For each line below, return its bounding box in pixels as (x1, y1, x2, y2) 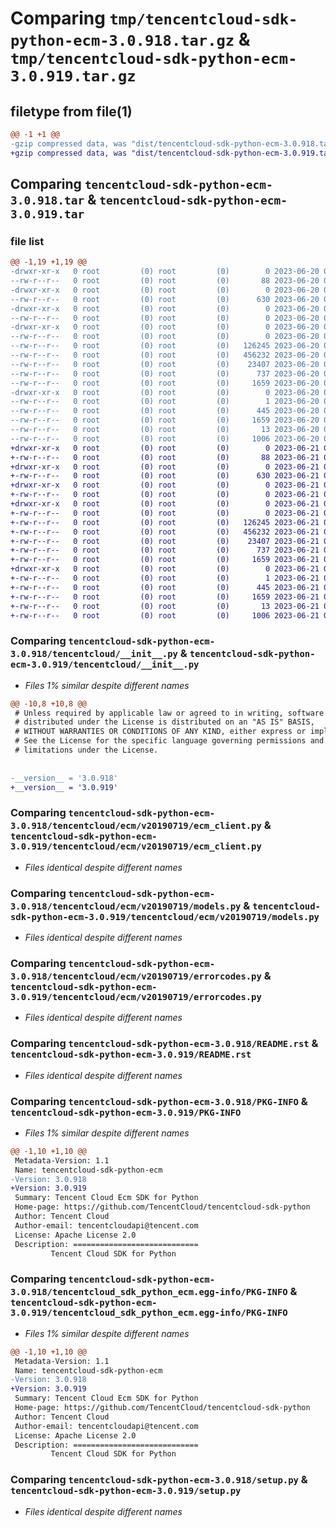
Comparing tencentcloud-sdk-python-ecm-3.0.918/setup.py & (10, 1473, 308, 1487)
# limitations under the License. (14, 745, 159, 756)
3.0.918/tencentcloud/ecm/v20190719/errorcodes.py (10, 971, 262, 982)
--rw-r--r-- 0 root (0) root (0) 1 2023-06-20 (10, 397, 320, 407)
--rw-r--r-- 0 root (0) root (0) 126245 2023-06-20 (10, 341, 320, 351)
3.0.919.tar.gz (10, 67, 137, 86)
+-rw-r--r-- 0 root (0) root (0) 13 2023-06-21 (10, 601, 320, 611)
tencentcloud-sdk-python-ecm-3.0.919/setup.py (10, 1485, 242, 1497)
